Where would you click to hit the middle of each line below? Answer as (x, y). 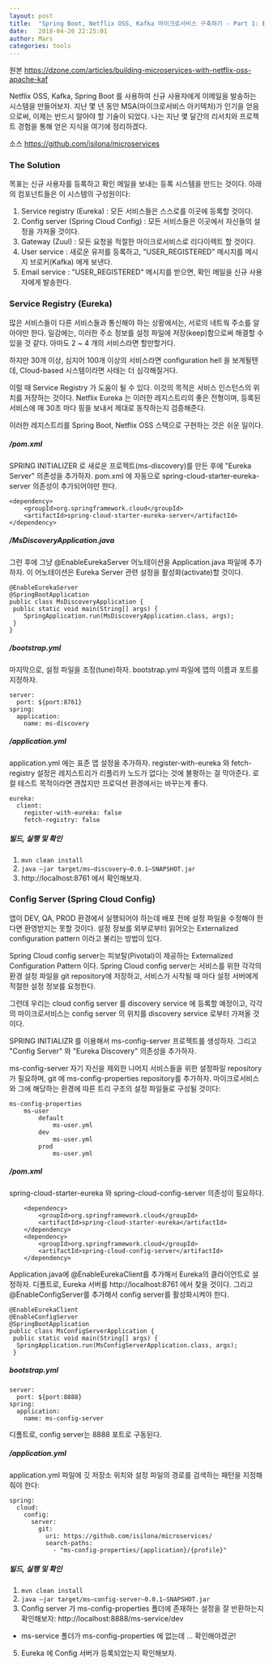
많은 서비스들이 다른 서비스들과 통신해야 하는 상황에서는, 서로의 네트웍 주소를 (130, 322)
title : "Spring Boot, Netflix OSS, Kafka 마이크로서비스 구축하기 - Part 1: (134, 24)
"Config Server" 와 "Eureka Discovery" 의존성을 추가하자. (103, 1051)
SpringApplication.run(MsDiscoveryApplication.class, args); (129, 616)
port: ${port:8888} (49, 1397)
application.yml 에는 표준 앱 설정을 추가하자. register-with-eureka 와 (119, 763)
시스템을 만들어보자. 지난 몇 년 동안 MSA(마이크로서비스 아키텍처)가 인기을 (127, 106)
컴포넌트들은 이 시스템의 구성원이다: (74, 194)
